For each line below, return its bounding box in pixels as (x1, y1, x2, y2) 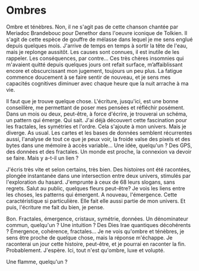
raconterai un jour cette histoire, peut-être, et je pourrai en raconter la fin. (6, 240, 186, 247)
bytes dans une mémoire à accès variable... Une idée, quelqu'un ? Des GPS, (6, 142, 192, 149)
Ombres (6, 4, 46, 17)
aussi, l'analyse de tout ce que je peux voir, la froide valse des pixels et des (6, 135, 191, 142)
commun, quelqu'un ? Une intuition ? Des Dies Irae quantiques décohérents (6, 221, 191, 228)
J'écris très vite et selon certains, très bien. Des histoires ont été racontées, (6, 165, 191, 173)
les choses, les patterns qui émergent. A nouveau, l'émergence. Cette (6, 191, 177, 198)
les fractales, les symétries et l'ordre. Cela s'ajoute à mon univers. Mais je (6, 123, 187, 130)
